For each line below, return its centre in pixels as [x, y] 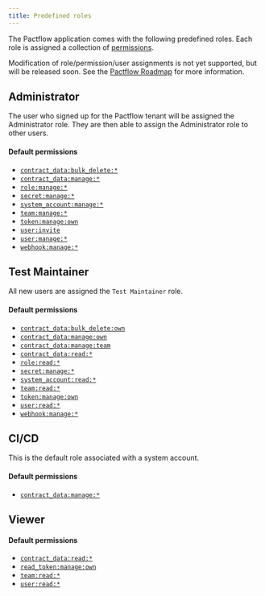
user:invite [40, 230]
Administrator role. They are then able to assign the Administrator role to [128, 125]
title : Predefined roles [50, 16]
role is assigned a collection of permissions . [81, 47]
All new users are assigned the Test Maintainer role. [96, 292]
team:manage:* [43, 213]
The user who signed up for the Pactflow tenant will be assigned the [122, 116]
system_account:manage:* [62, 205]
